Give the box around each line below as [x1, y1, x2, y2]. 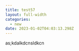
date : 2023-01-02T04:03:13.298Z [5, 26, 74, 31]
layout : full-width [5, 12, 47, 17]
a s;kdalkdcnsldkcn [5, 40, 44, 46]
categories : [5, 17, 31, 22]
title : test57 [5, 7, 36, 13]
